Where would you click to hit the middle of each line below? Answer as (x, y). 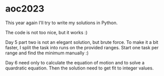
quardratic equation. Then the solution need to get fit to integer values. (79, 68)
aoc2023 (25, 9)
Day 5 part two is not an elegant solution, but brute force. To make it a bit (82, 42)
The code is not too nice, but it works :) (46, 32)
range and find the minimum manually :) (47, 53)
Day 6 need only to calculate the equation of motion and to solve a (75, 62)
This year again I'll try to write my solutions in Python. (62, 23)
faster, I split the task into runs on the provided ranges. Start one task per (82, 47)
